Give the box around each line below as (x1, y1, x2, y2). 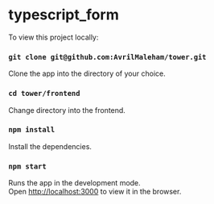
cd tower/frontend (8, 89, 80, 98)
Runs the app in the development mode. (8, 178, 141, 188)
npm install (8, 125, 56, 135)
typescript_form (8, 6, 119, 24)
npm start (8, 161, 47, 171)
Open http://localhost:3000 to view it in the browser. (8, 187, 182, 197)
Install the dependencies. (8, 141, 93, 151)
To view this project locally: (8, 32, 99, 42)
